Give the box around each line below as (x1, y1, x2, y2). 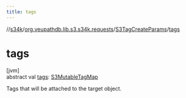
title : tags (6, 8, 36, 15)
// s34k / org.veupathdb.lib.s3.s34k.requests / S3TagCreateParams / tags (6, 25, 181, 33)
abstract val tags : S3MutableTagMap (6, 73, 98, 80)
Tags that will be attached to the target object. (6, 85, 122, 92)
